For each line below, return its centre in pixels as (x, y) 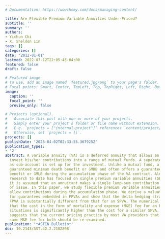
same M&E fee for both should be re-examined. (58, 220)
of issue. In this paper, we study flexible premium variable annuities (85, 188)
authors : (14, 33)
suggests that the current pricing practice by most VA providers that (84, 215)
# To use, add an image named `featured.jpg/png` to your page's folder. (82, 83)
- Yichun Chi (18, 37)
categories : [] (21, 51)
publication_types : (25, 146)
